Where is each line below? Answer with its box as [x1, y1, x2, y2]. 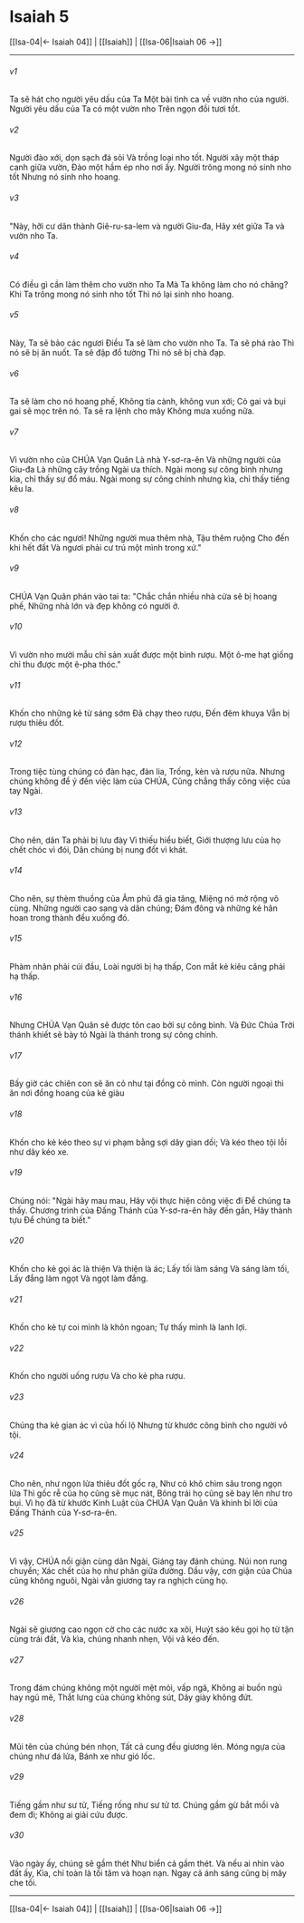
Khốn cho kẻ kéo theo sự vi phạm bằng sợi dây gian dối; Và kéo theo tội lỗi [9, 1137, 288, 1147]
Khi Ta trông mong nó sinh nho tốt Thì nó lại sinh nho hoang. [9, 288, 234, 299]
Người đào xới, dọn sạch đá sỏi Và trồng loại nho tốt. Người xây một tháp [9, 152, 280, 163]
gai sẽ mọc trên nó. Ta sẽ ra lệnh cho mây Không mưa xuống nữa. [9, 405, 255, 416]
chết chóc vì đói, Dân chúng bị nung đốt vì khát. [9, 844, 188, 854]
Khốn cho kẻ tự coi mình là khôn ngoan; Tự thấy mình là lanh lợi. [9, 1322, 248, 1332]
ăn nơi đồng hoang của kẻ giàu [9, 1088, 125, 1098]
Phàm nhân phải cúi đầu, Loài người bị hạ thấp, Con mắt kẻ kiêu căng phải [9, 961, 286, 971]
